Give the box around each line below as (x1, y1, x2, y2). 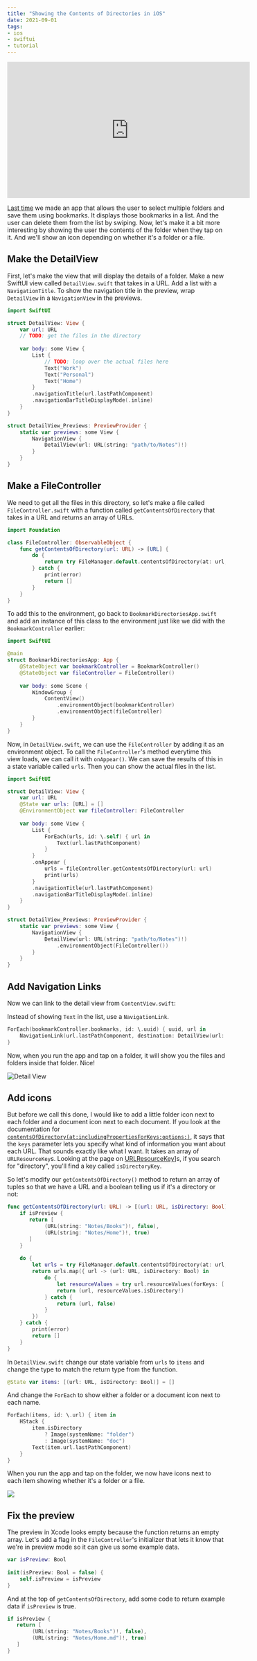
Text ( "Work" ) (44, 364, 82, 371)
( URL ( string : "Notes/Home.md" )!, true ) (32, 1635, 148, 1642)
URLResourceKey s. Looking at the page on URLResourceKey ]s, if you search (7, 1155, 220, 1163)
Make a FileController (7, 480, 102, 492)
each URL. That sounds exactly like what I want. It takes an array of (7, 1147, 200, 1155)
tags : (7, 23, 23, 30)
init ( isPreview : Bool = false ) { (7, 1569, 104, 1576)
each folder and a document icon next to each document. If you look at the (7, 1118, 221, 1126)
